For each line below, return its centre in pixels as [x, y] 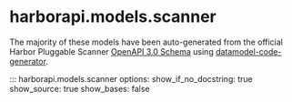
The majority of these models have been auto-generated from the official [146, 42]
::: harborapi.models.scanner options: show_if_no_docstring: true [131, 78]
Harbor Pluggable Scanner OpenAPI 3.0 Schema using [111, 51]
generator [28, 61]
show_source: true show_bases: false [80, 88]
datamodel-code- [248, 51]
